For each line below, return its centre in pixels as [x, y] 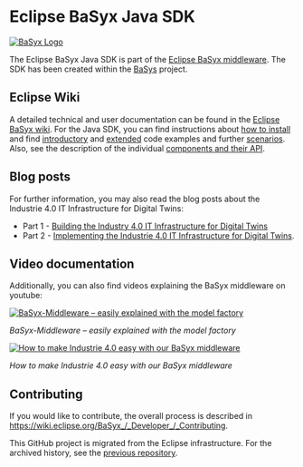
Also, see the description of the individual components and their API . [137, 148]
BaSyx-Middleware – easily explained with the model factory [123, 331]
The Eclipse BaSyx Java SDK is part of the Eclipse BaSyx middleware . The [148, 59]
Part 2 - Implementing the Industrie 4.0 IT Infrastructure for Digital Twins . [158, 235]
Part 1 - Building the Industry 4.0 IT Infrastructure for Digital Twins [145, 226]
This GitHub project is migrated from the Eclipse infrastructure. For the [141, 443]
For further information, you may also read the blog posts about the [135, 199]
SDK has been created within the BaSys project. [99, 69]
